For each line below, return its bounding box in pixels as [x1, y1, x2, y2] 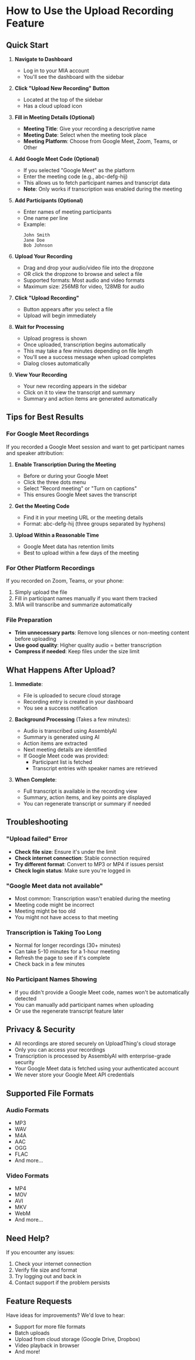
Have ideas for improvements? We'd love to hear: [6, 1312, 125, 1319]
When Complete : [14, 776, 57, 783]
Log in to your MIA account [23, 67, 89, 74]
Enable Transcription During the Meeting [14, 461, 116, 468]
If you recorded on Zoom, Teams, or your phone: [6, 577, 124, 584]
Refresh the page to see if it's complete [14, 955, 110, 962]
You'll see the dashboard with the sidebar [23, 74, 125, 80]
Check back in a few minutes [14, 960, 85, 967]
